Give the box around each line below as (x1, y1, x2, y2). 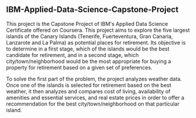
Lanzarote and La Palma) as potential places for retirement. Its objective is (6, 39, 186, 46)
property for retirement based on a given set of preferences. (6, 64, 153, 71)
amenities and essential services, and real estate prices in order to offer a (6, 94, 184, 101)
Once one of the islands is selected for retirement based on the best (6, 82, 172, 89)
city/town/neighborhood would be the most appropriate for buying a (6, 58, 171, 65)
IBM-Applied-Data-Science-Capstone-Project (6, 5, 179, 15)
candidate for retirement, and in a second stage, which (6, 51, 139, 58)
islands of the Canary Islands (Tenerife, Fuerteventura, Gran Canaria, (6, 32, 173, 40)
